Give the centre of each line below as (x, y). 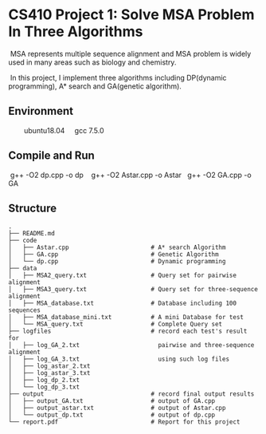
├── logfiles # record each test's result (128, 331)
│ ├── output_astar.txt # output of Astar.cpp (117, 408)
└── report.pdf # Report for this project (124, 422)
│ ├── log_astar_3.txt (49, 373)
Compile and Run (52, 156)
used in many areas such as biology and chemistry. (92, 62)
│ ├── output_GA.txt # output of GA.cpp (112, 401)
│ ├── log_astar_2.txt (49, 366)
